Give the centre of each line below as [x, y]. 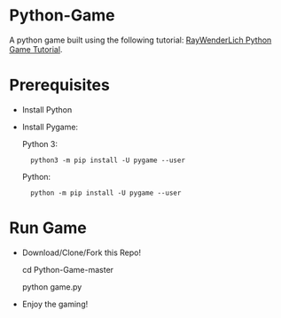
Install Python [47, 109]
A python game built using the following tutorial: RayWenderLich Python [140, 40]
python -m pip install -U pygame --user [106, 193]
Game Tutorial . [36, 49]
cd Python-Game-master [67, 269]
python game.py [52, 287]
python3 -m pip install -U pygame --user [108, 160]
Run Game [48, 228]
